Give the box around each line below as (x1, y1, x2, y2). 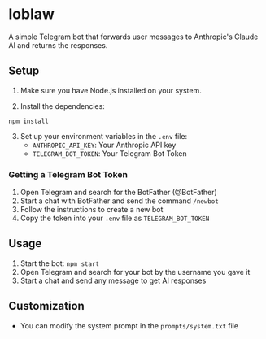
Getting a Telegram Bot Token (8, 168, 129, 180)
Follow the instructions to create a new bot (20, 205, 164, 215)
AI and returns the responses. (8, 40, 108, 50)
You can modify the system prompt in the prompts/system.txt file (20, 320, 238, 330)
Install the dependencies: (20, 101, 106, 111)
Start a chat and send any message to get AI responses (20, 276, 207, 285)
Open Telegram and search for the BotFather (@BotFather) (20, 188, 217, 198)
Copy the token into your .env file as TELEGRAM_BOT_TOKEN (20, 213, 210, 224)
